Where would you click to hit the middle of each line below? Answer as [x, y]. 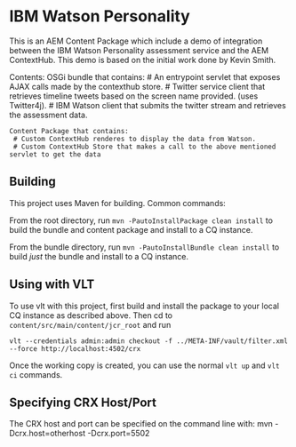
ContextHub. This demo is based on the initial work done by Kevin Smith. [143, 60]
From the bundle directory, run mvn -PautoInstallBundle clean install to [144, 247]
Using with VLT [52, 285]
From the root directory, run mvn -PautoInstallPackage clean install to [141, 220]
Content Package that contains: [69, 131]
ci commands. [36, 374]
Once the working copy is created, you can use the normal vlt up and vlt [144, 365]
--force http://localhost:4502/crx [75, 348]
